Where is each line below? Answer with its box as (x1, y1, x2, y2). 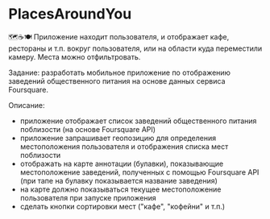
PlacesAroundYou (8, 5, 132, 23)
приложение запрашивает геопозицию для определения (19, 133, 216, 143)
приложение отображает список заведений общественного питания (19, 116, 257, 126)
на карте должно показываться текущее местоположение (19, 184, 222, 194)
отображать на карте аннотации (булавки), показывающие (19, 159, 224, 168)
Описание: (8, 100, 45, 109)
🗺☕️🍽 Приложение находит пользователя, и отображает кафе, (8, 31, 230, 41)
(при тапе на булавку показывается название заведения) (19, 176, 218, 185)
